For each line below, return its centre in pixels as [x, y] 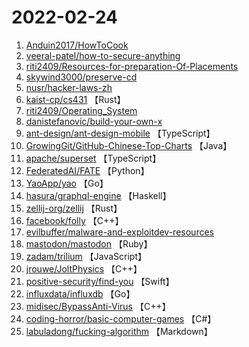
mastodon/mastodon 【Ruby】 [89, 243]
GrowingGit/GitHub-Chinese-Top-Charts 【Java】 [129, 145]
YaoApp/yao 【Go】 [67, 183]
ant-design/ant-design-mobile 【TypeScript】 [120, 133]
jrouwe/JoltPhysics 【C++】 [84, 268]
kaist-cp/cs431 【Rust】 [75, 99]
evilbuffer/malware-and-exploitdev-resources [119, 232]
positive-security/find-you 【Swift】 [100, 281]
